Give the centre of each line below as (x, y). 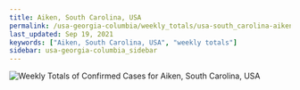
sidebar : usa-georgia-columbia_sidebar (83, 51)
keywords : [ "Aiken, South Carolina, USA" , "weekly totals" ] (124, 42)
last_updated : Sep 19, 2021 (62, 34)
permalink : (29, 26)
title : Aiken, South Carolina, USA (75, 17)
